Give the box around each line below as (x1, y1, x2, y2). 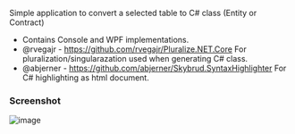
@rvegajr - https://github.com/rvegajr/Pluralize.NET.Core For (21, 44, 248, 54)
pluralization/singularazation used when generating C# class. (21, 54, 249, 63)
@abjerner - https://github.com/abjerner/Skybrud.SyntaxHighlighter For (21, 63, 287, 73)
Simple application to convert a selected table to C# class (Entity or (9, 8, 257, 18)
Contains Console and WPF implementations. (21, 35, 190, 45)
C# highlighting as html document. (21, 72, 149, 83)
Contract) (9, 17, 45, 28)
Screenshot (9, 94, 61, 106)
